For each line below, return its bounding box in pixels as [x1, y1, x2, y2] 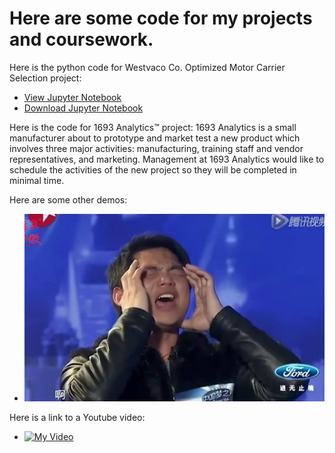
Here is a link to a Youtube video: [9, 412, 146, 424]
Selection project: [9, 72, 82, 84]
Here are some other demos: [9, 193, 128, 206]
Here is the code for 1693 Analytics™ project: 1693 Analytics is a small [9, 121, 297, 133]
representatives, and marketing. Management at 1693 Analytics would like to [9, 153, 325, 165]
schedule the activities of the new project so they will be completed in [9, 163, 297, 176]
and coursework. [9, 28, 154, 51]
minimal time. [9, 174, 65, 186]
